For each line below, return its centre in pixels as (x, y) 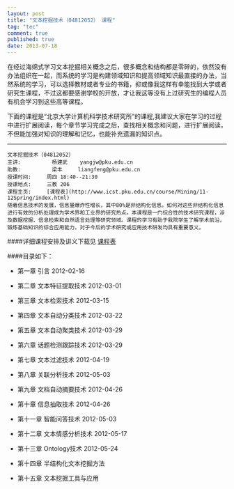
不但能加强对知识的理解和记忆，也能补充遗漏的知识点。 (86, 134)
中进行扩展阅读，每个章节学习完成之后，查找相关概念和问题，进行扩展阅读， (117, 125)
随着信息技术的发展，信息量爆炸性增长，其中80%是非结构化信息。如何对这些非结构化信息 (116, 205)
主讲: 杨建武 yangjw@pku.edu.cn (70, 162)
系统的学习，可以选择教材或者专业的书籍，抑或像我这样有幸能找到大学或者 (120, 84)
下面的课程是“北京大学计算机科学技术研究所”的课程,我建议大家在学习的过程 (115, 116)
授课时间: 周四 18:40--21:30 (53, 177)
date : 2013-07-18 (32, 46)
